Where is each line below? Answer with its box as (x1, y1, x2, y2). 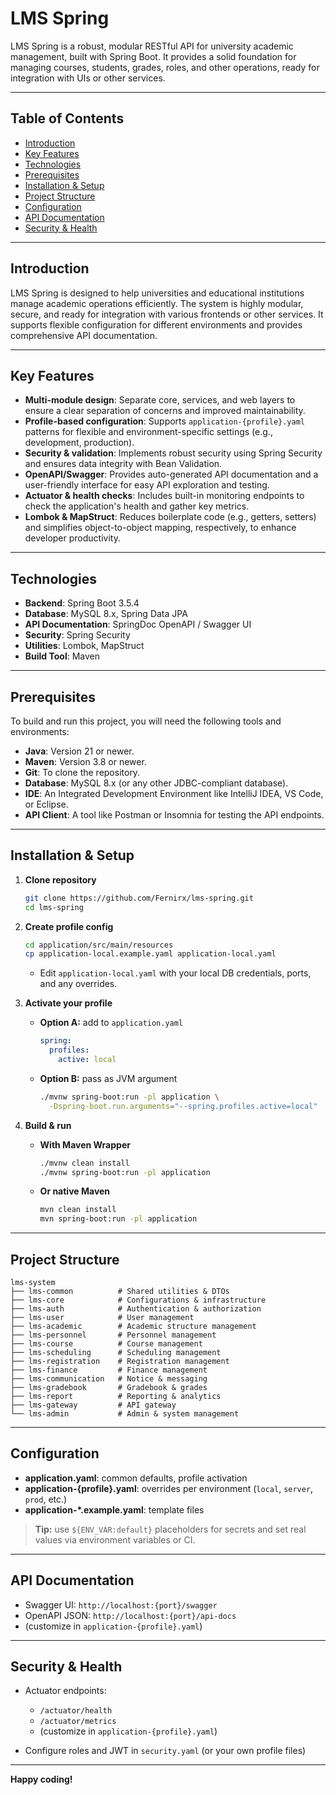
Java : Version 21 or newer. (24, 745, 135, 757)
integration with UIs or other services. (10, 72, 166, 84)
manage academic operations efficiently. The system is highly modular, (10, 297, 304, 309)
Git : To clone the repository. (24, 767, 141, 778)
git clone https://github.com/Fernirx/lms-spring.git (24, 893, 254, 903)
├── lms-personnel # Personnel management (10, 1330, 217, 1340)
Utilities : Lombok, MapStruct (24, 640, 145, 652)
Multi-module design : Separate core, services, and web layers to (24, 394, 296, 406)
